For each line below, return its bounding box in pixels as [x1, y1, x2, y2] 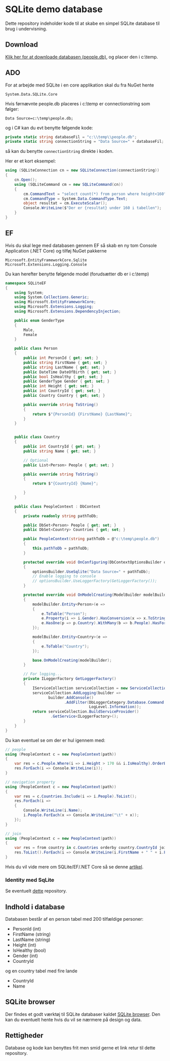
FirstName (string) [12, 931, 51, 937]
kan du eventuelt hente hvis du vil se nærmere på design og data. [5, 1016, 142, 1023]
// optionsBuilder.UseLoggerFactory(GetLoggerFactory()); [32, 579, 157, 584]
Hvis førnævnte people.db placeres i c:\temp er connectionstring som [5, 100, 150, 107]
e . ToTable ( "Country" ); [41, 644, 90, 649]
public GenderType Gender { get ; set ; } [23, 379, 110, 384]
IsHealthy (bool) [12, 947, 47, 953]
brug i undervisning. [5, 25, 47, 31]
